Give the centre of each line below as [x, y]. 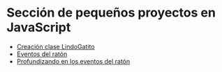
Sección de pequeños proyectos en [111, 13]
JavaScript [39, 27]
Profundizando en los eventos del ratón [73, 61]
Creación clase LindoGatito [55, 46]
